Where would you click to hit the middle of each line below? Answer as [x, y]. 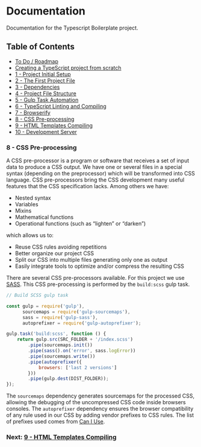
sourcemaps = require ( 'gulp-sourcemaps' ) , [76, 312]
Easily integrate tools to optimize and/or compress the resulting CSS [100, 266]
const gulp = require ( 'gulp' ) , [45, 306]
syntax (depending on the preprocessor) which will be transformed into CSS [101, 174]
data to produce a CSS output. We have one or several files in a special [94, 167]
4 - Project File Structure [45, 93]
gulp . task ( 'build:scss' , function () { [56, 334]
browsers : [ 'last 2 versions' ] [78, 367]
